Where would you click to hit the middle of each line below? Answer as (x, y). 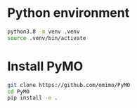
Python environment (68, 13)
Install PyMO (45, 66)
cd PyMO (19, 92)
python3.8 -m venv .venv (44, 32)
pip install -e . (33, 98)
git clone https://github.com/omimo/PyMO (69, 85)
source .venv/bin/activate (47, 38)
